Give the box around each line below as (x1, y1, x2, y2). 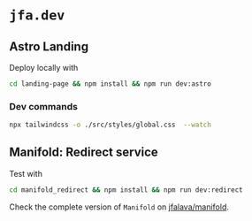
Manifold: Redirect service (9, 145, 159, 160)
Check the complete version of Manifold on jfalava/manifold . (9, 202, 230, 212)
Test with (9, 168, 42, 179)
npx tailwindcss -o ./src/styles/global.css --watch (9, 120, 212, 130)
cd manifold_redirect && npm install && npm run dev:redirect (9, 185, 243, 194)
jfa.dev (9, 7, 65, 24)
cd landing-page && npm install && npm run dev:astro (9, 80, 212, 88)
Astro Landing (9, 39, 89, 54)
